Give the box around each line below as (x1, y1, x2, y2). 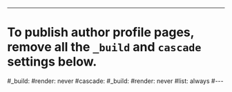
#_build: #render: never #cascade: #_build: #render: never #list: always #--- (7, 77, 224, 85)
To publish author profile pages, (7, 25, 195, 40)
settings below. (7, 54, 97, 70)
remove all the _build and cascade (7, 39, 202, 55)
